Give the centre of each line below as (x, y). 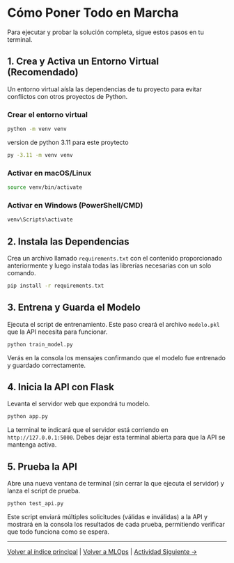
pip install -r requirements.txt (56, 286)
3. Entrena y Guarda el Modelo (74, 308)
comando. (22, 272)
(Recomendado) (43, 72)
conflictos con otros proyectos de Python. (68, 96)
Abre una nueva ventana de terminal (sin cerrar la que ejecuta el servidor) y (116, 484)
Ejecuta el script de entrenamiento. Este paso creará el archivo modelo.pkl (114, 324)
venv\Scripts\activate (40, 220)
